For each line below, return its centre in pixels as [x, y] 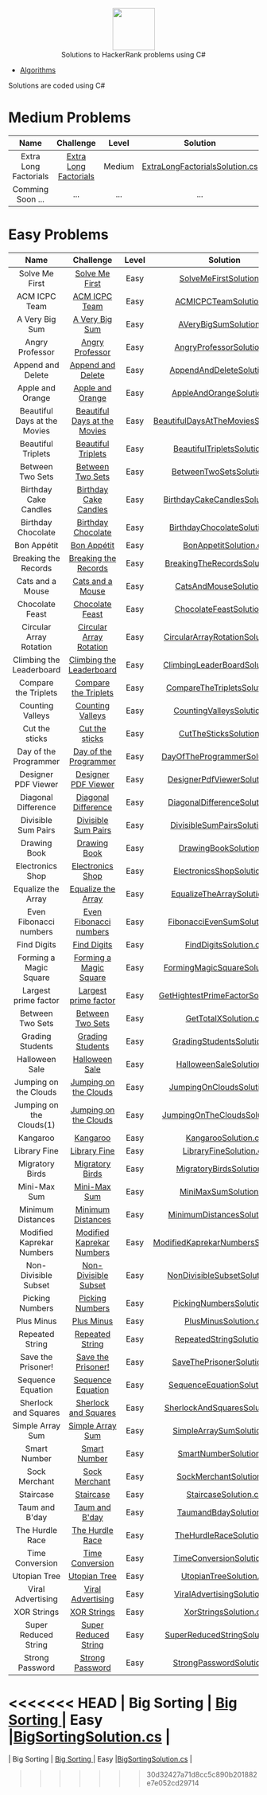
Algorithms [38, 70]
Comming [31, 189]
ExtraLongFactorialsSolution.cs [200, 166]
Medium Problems [70, 118]
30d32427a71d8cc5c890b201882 [202, 1774]
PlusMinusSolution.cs [224, 1321]
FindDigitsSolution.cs [225, 944]
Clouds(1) [36, 1125]
